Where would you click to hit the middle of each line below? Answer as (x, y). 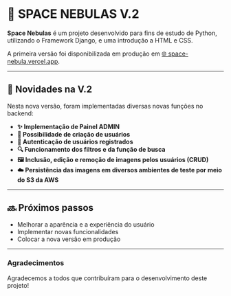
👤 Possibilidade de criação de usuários (74, 134)
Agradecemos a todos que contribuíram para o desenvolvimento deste (107, 278)
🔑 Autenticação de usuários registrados (75, 141)
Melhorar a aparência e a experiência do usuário (86, 224)
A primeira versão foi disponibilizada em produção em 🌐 (87, 54)
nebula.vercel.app (33, 61)
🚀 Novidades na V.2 (50, 90)
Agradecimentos (36, 263)
